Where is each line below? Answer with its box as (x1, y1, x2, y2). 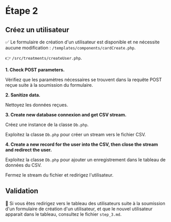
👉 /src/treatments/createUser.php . (5, 55, 82, 61)
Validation (5, 187, 38, 195)
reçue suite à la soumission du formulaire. (5, 82, 93, 88)
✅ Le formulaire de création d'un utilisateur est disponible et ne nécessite (5, 39, 160, 45)
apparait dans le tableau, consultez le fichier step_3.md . (5, 211, 122, 217)
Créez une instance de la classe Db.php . (5, 121, 89, 128)
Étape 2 (5, 5, 38, 17)
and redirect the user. (5, 147, 52, 153)
